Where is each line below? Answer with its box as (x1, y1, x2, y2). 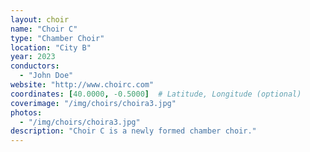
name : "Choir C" (10, 24, 78, 34)
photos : (10, 107, 43, 118)
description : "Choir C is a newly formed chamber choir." (10, 126, 257, 136)
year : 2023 (10, 52, 56, 62)
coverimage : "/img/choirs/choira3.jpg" (10, 98, 177, 108)
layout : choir (10, 14, 70, 25)
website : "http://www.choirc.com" (10, 80, 155, 90)
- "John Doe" (19, 71, 74, 81)
